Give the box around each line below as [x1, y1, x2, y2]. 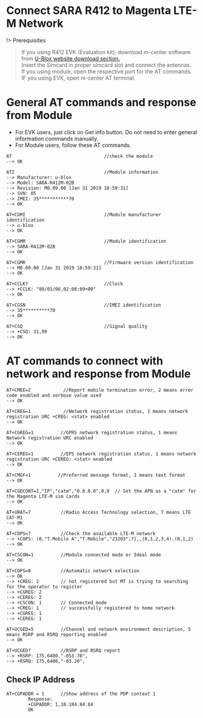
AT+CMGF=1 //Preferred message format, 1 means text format [6, 472, 186, 478]
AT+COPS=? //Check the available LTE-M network [6, 530, 156, 536]
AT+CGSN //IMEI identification [6, 302, 162, 308]
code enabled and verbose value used [6, 392, 102, 398]
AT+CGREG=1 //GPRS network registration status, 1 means [6, 429, 178, 436]
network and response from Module [6, 367, 191, 381]
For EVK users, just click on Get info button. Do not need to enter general [15, 128, 198, 135]
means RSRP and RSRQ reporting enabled [6, 631, 107, 638]
